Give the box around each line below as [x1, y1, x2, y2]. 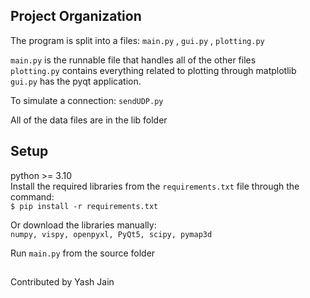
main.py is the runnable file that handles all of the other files [10, 54, 257, 66]
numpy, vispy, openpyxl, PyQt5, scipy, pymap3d [10, 229, 213, 239]
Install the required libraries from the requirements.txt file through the [10, 180, 300, 192]
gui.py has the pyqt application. [10, 75, 142, 87]
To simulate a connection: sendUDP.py [10, 94, 164, 106]
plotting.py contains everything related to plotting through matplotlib [10, 64, 297, 76]
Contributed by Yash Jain [10, 276, 115, 288]
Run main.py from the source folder [10, 247, 156, 259]
